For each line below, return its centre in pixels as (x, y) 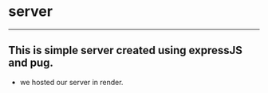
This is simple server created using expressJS (126, 50)
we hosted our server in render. (71, 82)
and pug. (31, 63)
